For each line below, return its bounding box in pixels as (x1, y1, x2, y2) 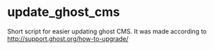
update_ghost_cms (7, 4, 121, 20)
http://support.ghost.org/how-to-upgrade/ (7, 34, 129, 42)
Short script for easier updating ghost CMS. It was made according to (7, 27, 207, 35)
